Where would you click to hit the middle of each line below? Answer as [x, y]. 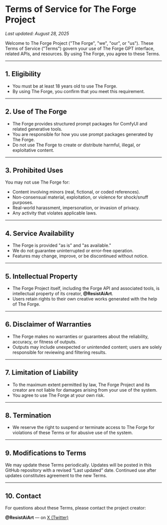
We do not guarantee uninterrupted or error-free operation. [73, 251]
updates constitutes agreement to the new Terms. [56, 476]
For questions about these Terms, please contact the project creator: [76, 508]
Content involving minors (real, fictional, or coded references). [76, 192]
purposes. [23, 203]
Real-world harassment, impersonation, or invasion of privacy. [76, 208]
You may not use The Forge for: [38, 182]
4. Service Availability [40, 233]
